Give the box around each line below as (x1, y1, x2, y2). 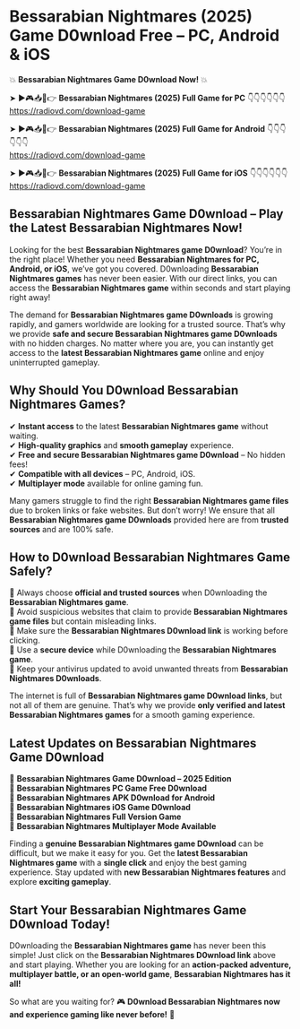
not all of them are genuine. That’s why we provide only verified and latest (9, 700, 286, 711)
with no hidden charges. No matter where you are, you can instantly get (9, 338, 274, 349)
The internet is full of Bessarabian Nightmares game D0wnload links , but (9, 690, 283, 701)
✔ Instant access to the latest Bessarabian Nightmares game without (9, 420, 269, 431)
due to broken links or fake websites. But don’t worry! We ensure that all (9, 505, 276, 515)
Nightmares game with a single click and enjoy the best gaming (9, 858, 248, 869)
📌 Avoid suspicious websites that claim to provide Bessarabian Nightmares (9, 607, 288, 618)
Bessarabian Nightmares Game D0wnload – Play (9, 206, 284, 221)
